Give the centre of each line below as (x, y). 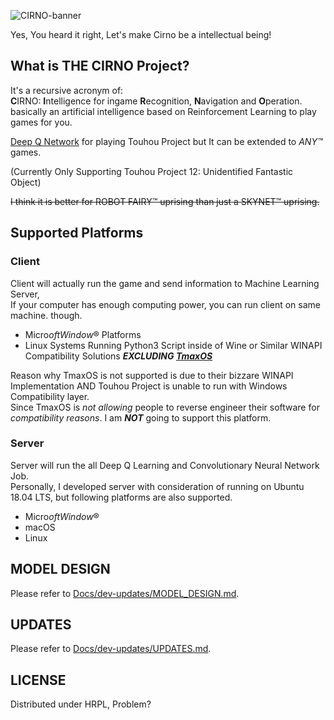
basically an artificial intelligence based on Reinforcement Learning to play (163, 111)
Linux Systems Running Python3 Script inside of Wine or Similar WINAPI (173, 345)
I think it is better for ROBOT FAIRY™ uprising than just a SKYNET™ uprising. (165, 201)
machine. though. (46, 315)
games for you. (41, 122)
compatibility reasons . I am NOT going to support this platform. (141, 417)
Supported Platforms (77, 233)
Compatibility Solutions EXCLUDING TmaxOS (118, 356)
